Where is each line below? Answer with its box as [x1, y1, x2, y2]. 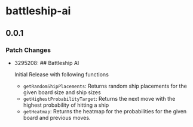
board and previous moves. [23, 114, 91, 121]
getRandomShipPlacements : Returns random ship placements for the [23, 82, 188, 89]
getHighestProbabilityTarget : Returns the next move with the [23, 95, 176, 102]
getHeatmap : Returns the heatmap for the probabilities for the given [23, 107, 187, 114]
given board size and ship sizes [23, 88, 101, 96]
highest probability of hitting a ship [23, 101, 109, 109]
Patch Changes [5, 46, 51, 54]
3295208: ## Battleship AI [14, 59, 79, 66]
